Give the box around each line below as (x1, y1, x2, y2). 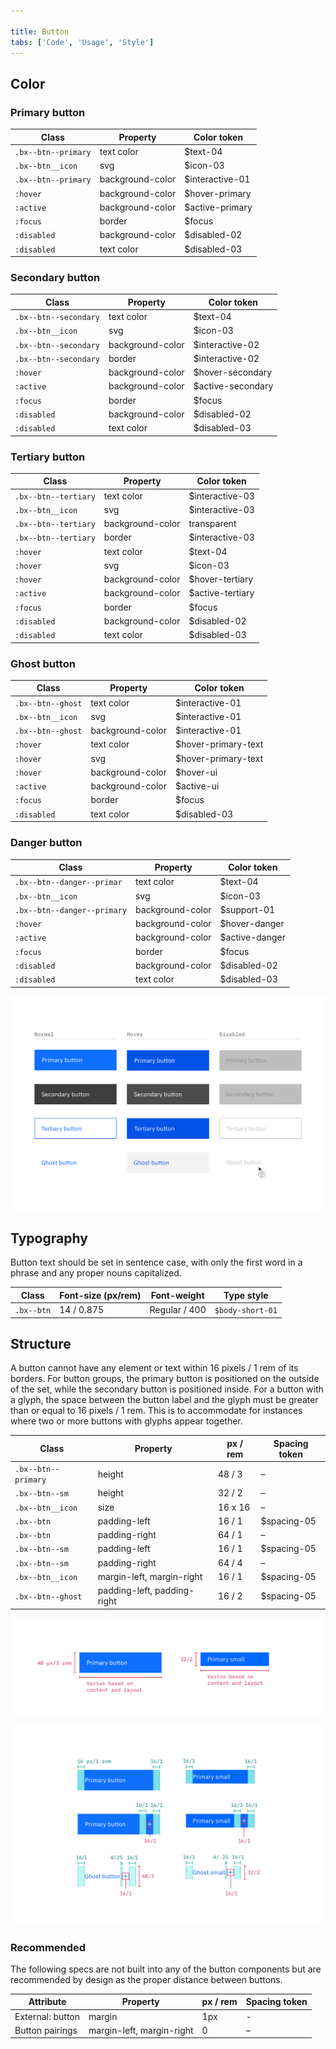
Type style (223, 1289, 269, 1301)
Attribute (28, 1996, 67, 2008)
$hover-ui (175, 766, 218, 778)
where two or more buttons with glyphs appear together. (10, 1415, 243, 1427)
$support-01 (219, 903, 276, 915)
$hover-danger (219, 918, 285, 929)
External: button (14, 2010, 81, 2022)
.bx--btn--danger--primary (14, 905, 127, 915)
